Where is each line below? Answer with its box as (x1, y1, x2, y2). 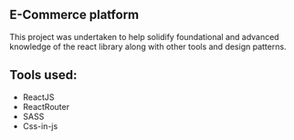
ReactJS (22, 91, 55, 103)
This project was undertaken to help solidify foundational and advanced (9, 31, 280, 42)
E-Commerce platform (9, 7, 140, 23)
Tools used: (9, 67, 78, 83)
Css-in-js (22, 120, 58, 131)
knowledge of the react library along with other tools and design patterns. (9, 41, 287, 52)
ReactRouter (22, 101, 70, 112)
